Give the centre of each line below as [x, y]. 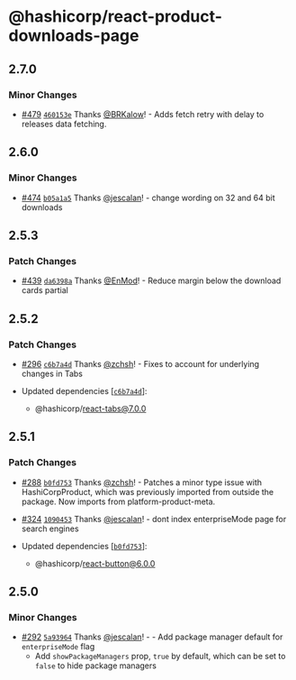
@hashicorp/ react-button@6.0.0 [95, 563]
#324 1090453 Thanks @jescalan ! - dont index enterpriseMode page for [154, 519]
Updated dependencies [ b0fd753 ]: [84, 546]
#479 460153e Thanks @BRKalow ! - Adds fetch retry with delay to [143, 114]
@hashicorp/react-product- [115, 17]
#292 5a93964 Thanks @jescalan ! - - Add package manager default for [152, 637]
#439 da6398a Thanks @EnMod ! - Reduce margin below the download [151, 280]
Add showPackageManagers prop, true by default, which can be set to [160, 657]
